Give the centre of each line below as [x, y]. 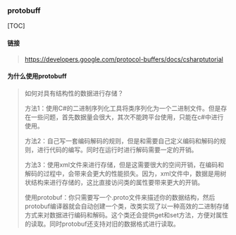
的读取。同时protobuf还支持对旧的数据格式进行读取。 [102, 224]
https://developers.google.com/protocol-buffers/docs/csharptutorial [124, 59]
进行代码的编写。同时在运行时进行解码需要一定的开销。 [117, 150]
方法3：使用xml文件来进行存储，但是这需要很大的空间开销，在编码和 [124, 164]
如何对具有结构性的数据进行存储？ [74, 93]
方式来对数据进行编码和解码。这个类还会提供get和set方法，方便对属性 [126, 215]
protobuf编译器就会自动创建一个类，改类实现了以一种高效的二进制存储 [126, 206]
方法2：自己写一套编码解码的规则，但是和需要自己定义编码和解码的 [122, 140]
